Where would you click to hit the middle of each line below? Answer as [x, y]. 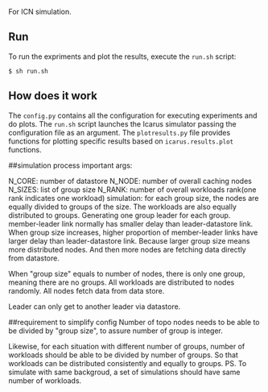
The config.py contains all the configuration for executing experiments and [133, 115]
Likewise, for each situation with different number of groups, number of [127, 346]
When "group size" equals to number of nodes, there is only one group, [127, 273]
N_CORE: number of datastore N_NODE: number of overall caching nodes [130, 181]
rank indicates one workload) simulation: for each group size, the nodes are [134, 198]
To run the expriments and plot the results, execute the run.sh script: [122, 56]
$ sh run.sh [28, 71]
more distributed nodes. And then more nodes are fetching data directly [128, 249]
